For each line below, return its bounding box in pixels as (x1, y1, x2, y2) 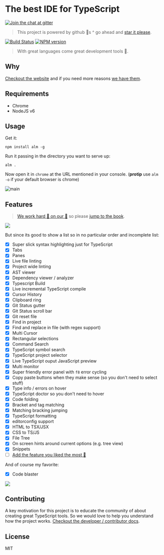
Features (5, 200, 33, 209)
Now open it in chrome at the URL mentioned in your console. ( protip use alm (5, 171, 159, 177)
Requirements (5, 90, 49, 98)
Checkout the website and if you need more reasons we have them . (5, 75, 141, 81)
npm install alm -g (5, 145, 45, 150)
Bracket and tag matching (12, 401, 65, 408)
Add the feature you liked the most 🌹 (12, 451, 87, 457)
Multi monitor (12, 363, 39, 369)
